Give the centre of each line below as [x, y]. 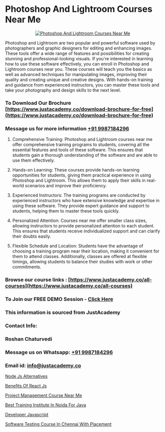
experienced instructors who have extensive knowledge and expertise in [86, 201]
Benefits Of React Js [26, 386]
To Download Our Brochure [38, 103]
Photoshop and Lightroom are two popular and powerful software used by [80, 43]
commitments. [27, 267]
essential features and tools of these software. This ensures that [77, 150]
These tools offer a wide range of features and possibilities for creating [77, 53]
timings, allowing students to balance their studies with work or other [82, 262]
